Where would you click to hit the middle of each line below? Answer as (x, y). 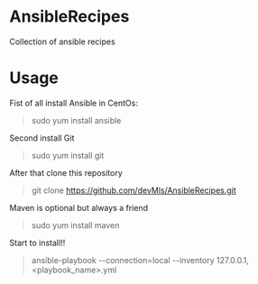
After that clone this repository (66, 172)
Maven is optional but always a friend (79, 207)
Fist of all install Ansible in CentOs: (74, 103)
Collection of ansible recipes (62, 41)
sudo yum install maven (75, 225)
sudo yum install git (68, 155)
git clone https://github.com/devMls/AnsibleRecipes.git (134, 190)
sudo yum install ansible (76, 120)
